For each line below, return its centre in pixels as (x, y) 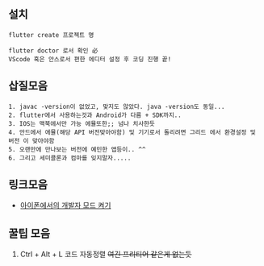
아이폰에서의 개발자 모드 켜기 (65, 206)
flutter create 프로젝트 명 (51, 35)
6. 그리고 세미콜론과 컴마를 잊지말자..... (70, 158)
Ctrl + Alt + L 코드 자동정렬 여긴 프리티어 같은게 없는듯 (106, 254)
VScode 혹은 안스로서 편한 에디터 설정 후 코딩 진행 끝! (90, 59)
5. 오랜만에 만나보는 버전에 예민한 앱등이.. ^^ (77, 149)
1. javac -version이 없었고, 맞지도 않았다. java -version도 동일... (117, 106)
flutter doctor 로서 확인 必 (53, 51)
